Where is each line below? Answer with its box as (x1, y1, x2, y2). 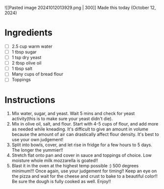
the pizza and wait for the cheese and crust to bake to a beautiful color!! (11, 173, 158, 179)
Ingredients (4, 27, 53, 38)
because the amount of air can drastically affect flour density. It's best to (11, 131, 159, 137)
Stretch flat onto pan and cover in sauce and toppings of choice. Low (11, 153, 152, 158)
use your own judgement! (11, 137, 64, 143)
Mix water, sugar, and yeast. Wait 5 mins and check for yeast (11, 111, 135, 117)
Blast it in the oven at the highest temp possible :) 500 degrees (11, 163, 139, 169)
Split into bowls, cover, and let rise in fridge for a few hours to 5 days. (11, 142, 153, 148)
